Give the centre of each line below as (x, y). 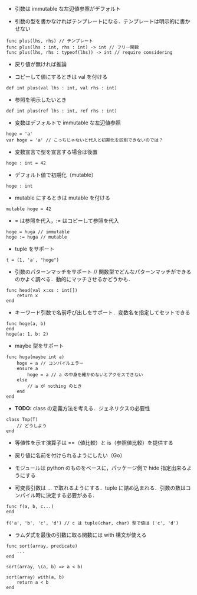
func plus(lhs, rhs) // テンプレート (50, 41)
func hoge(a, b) (26, 324)
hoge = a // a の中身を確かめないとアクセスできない (85, 375)
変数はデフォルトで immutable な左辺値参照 (68, 123)
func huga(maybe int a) (35, 357)
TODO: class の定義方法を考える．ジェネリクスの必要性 (82, 408)
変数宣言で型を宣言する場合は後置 (56, 152)
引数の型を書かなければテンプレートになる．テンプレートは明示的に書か (102, 21)
